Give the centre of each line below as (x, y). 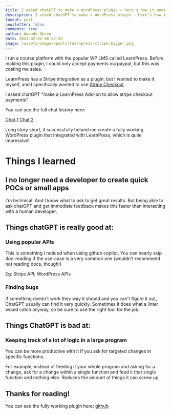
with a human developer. (31, 211)
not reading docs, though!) (33, 264)
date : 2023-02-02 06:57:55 (34, 39)
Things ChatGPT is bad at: (48, 326)
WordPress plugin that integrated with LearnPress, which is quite (73, 135)
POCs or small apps (37, 188)
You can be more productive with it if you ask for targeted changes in (78, 351)
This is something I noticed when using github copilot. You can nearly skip (84, 253)
